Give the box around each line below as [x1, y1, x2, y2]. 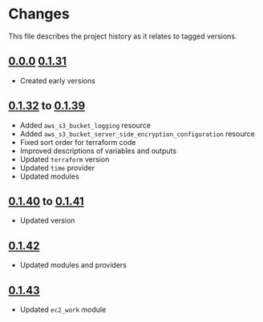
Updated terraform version [19, 154, 110, 164]
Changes [8, 5, 70, 23]
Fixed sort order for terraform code [19, 137, 136, 147]
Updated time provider [19, 163, 95, 172]
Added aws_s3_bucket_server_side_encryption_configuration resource [19, 129, 255, 139]
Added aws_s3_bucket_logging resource [19, 120, 152, 130]
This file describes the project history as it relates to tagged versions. [8, 31, 237, 41]
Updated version [19, 215, 75, 225]
